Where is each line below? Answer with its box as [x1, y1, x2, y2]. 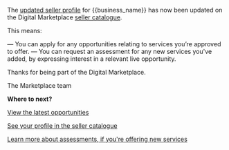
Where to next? [7, 95, 53, 103]
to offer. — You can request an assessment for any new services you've [7, 48, 212, 55]
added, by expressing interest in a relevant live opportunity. [7, 55, 176, 63]
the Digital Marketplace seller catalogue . [7, 13, 122, 21]
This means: [7, 27, 43, 35]
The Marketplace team [7, 82, 72, 89]
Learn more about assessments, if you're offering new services [7, 135, 188, 143]
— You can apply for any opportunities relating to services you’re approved [7, 40, 221, 48]
